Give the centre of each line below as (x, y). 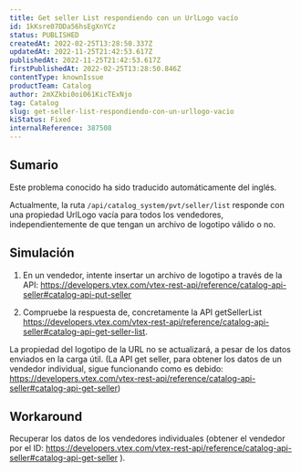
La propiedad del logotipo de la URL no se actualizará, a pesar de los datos (150, 349)
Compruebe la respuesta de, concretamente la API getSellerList (142, 312)
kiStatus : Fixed (40, 120)
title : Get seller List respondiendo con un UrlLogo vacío (124, 18)
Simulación (42, 253)
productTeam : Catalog (51, 86)
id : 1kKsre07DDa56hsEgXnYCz (63, 26)
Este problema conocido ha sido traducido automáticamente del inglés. (143, 187)
